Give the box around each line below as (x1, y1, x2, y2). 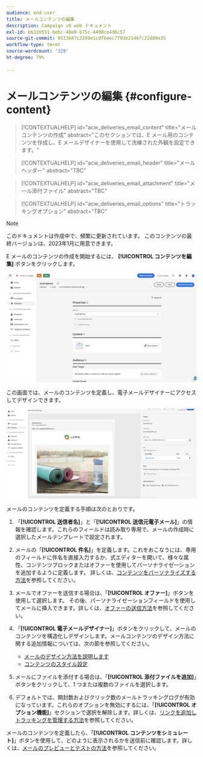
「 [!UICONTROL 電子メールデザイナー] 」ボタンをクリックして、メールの (14, 624, 196, 632)
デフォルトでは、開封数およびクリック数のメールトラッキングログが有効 (14, 693, 195, 701)
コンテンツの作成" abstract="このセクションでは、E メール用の (21, 131, 178, 139)
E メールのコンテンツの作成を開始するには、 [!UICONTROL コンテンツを (6, 252, 187, 260)
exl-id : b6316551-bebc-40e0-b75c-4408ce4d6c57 (6, 29, 126, 35)
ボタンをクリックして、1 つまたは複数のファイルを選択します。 (14, 681, 172, 688)
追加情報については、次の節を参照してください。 (31, 640, 153, 647)
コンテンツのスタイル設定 (24, 660, 88, 667)
